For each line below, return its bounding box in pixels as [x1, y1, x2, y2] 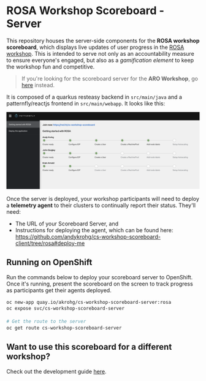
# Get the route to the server [6, 319, 86, 325]
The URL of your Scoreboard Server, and [15, 220, 119, 227]
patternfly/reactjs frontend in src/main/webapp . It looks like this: [6, 99, 166, 107]
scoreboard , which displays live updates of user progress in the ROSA [6, 43, 185, 51]
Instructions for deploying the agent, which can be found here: [15, 226, 174, 233]
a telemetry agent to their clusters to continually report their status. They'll [6, 202, 196, 209]
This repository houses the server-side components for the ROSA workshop [6, 37, 200, 44]
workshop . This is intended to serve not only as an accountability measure [6, 50, 194, 57]
